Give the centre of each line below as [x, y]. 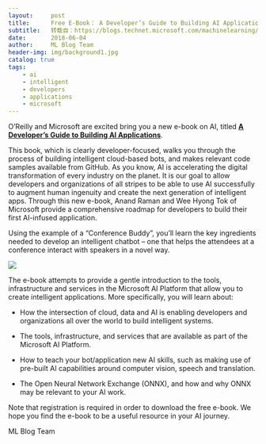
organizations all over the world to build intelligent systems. [116, 321]
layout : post [37, 15]
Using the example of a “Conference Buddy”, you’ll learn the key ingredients [132, 233]
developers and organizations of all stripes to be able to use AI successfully [132, 184]
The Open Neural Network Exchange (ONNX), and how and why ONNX [135, 384]
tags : [17, 67]
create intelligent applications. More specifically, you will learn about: [121, 297]
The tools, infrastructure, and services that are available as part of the [133, 336]
